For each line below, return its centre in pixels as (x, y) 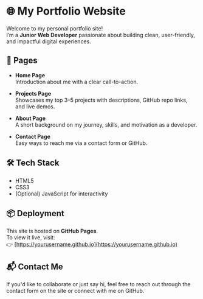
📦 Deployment (36, 213)
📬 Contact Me (35, 266)
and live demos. (35, 106)
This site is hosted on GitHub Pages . (52, 231)
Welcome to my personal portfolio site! (55, 28)
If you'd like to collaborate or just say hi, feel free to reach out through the (98, 284)
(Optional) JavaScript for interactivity (61, 194)
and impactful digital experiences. (49, 41)
